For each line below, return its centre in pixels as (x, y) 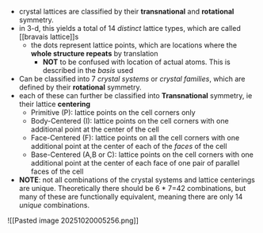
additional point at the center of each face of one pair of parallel (135, 163)
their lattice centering (55, 104)
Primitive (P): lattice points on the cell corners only (113, 113)
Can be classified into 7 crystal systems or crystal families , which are (132, 79)
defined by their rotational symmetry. (80, 87)
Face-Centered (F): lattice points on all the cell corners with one (135, 138)
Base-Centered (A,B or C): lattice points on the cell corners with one (142, 155)
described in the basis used (88, 70)
